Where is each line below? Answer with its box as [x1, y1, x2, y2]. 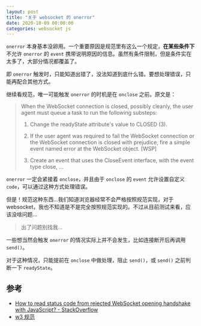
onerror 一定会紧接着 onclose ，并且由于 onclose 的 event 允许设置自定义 [6, 175, 185, 183]
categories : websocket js [6, 25, 71, 32]
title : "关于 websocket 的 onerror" [6, 14, 95, 20]
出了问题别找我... [20, 223, 63, 231]
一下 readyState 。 [11, 264, 56, 271]
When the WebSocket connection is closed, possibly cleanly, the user [20, 103, 194, 110]
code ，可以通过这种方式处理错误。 [6, 183, 91, 190]
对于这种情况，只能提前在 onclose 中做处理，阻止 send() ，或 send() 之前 [6, 256, 186, 264]
